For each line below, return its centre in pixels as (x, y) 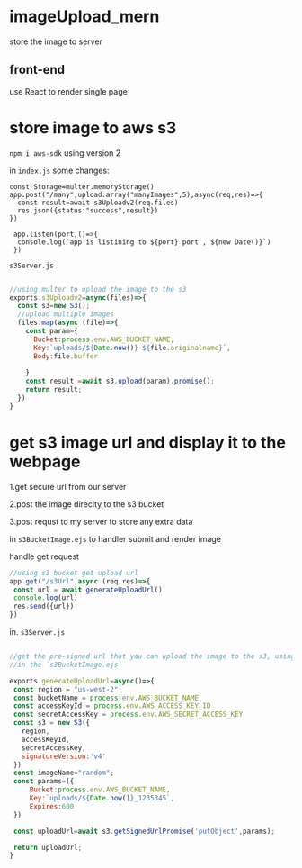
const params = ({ (44, 782)
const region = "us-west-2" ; (68, 689)
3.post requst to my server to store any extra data (101, 521)
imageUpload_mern (84, 17)
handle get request (44, 556)
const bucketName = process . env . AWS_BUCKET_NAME (106, 698)
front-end (37, 70)
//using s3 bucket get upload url (74, 573)
